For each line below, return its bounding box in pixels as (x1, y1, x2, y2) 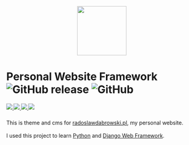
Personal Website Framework (6, 70, 157, 84)
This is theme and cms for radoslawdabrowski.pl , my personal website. (6, 119, 184, 127)
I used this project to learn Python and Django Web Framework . (6, 132, 165, 140)
